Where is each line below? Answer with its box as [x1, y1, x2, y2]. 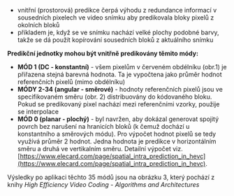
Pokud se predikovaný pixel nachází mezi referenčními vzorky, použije [17, 100, 220, 108]
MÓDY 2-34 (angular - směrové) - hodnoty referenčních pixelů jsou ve [17, 85, 224, 93]
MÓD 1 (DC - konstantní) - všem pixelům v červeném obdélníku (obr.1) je [17, 63, 227, 71]
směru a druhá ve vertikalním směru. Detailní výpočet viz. [17, 145, 183, 153]
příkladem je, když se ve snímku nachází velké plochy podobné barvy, [17, 28, 219, 36]
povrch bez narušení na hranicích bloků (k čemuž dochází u [17, 122, 190, 130]
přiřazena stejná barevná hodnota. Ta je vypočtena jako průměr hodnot [17, 70, 222, 78]
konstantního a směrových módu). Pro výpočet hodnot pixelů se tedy [17, 129, 217, 138]
